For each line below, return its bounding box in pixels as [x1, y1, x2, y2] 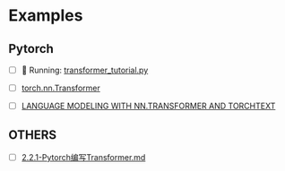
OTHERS [8, 127, 57, 142]
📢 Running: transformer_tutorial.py [21, 64, 149, 75]
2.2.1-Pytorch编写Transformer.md [21, 152, 146, 162]
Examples [8, 5, 83, 26]
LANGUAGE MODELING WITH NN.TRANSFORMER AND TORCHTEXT [21, 100, 276, 112]
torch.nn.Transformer [21, 82, 100, 94]
